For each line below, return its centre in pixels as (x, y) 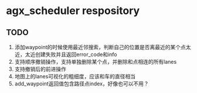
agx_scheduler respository (73, 11)
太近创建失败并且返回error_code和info (71, 54)
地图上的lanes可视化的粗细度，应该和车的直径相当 (75, 76)
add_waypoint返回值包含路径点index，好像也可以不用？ (82, 84)
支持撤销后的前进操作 (40, 69)
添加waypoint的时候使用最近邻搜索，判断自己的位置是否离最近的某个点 (100, 47)
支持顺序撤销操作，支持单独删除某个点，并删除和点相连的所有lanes (96, 62)
